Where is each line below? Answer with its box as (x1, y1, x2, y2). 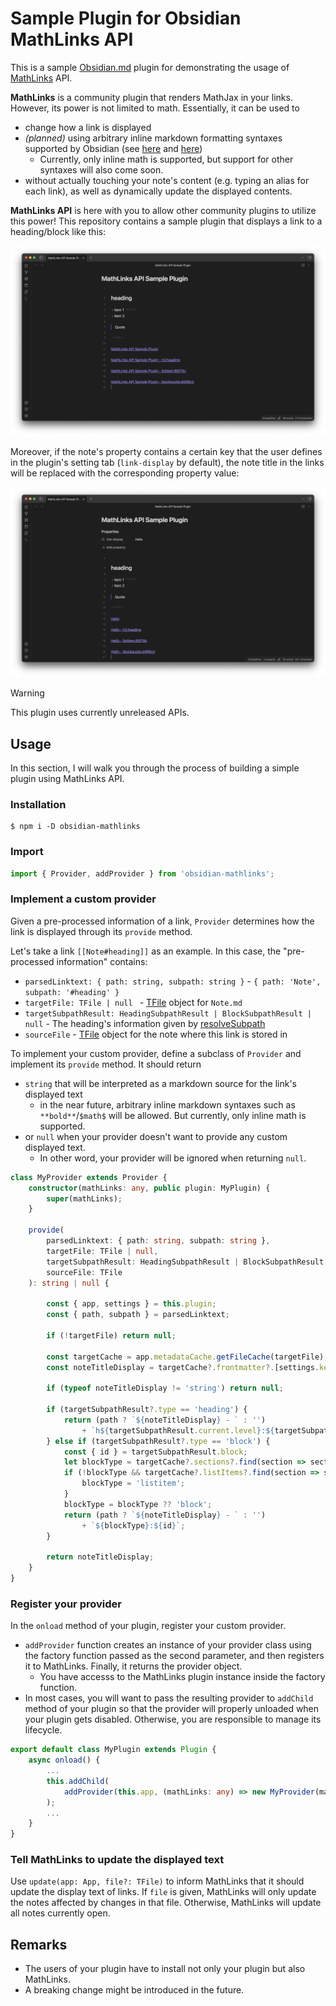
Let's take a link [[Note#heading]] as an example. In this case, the (10, 945, 282, 957)
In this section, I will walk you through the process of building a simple (10, 762, 300, 774)
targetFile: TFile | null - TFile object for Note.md (24, 996, 243, 1008)
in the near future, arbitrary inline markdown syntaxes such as (39, 1098, 296, 1111)
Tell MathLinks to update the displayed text (10, 1853, 225, 1867)
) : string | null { (28, 1278, 110, 1288)
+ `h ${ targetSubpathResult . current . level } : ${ (81, 1425, 275, 1436)
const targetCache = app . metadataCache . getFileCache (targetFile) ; (46, 1352, 329, 1362)
